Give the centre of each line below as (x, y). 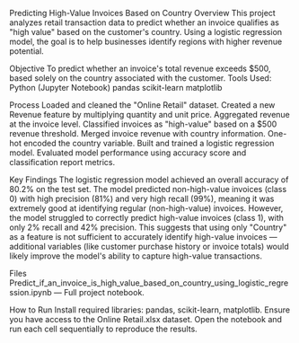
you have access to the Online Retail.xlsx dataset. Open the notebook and (146, 319)
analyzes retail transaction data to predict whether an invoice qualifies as (145, 22)
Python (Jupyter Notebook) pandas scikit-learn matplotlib (116, 88)
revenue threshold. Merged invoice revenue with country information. (138, 133)
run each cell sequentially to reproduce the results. (103, 329)
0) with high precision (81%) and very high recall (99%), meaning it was (142, 198)
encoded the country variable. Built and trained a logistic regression (149, 143)
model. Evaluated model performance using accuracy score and (128, 153)
